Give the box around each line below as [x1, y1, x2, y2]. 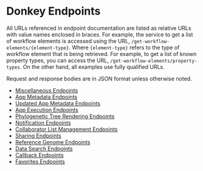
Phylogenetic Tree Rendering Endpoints [15, 113, 115, 120]
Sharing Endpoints [15, 132, 62, 139]
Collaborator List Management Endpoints [15, 125, 118, 133]
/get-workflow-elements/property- [110, 58, 198, 64]
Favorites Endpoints [15, 158, 65, 165]
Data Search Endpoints [15, 145, 73, 152]
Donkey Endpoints [6, 4, 101, 18]
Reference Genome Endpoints [15, 138, 91, 145]
